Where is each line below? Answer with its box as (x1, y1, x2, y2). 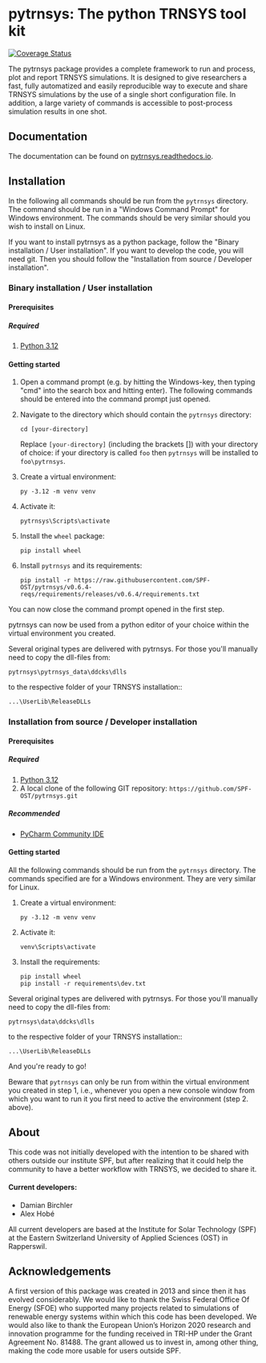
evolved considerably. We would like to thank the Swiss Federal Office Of (8, 1294, 250, 1304)
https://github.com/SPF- (169, 784, 252, 793)
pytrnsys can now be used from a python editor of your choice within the (8, 620, 250, 630)
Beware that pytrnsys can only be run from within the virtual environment (8, 1076, 250, 1086)
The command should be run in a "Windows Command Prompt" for (8, 204, 230, 214)
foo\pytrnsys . (19, 457, 66, 466)
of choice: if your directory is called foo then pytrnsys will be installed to (19, 448, 259, 458)
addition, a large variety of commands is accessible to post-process (8, 98, 233, 108)
